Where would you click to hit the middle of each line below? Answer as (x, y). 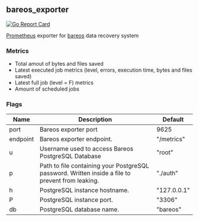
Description (95, 120)
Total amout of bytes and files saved (59, 64)
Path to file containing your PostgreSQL (94, 166)
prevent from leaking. (69, 181)
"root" (165, 152)
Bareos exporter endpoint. (76, 139)
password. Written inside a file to (85, 173)
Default (173, 120)
